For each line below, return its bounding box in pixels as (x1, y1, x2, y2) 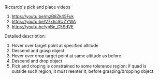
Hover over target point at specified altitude (11, 43, 99, 48)
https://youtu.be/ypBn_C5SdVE (11, 24, 74, 30)
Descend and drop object (11, 58, 62, 63)
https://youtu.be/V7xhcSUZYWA (11, 19, 76, 24)
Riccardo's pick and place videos (4, 4, 71, 10)
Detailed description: (4, 33, 46, 39)
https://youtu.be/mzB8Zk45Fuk (11, 14, 74, 19)
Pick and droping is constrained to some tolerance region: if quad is (11, 63, 147, 69)
